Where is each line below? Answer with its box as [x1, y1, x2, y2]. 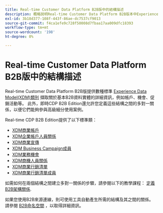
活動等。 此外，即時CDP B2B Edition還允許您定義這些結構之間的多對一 [9, 100, 150, 106]
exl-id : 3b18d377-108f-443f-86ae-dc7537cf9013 [5, 16, 101, 21]
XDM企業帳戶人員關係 [12, 133, 57, 139]
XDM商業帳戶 [12, 127, 40, 133]
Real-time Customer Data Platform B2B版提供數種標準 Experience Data [5, 88, 147, 94]
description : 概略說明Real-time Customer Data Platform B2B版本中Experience [5, 12, 159, 17]
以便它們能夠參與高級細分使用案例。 [13, 106, 86, 112]
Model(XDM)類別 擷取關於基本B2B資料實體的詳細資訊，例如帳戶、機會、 [5, 94, 150, 100]
